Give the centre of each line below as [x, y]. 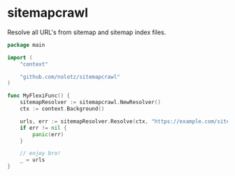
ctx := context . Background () [62, 109]
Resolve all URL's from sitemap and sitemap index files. [87, 32]
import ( [20, 57]
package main [26, 45]
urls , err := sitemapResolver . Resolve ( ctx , [84, 121]
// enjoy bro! [40, 154]
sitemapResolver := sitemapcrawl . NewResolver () [90, 103]
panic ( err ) [48, 134]
